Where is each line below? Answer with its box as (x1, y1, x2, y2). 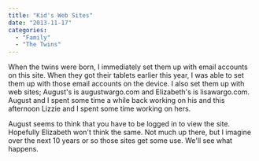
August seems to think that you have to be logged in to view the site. (8, 119, 231, 129)
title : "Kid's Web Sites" (8, 11, 93, 20)
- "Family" (15, 33, 51, 42)
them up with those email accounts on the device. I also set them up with (8, 79, 245, 89)
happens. (8, 145, 39, 154)
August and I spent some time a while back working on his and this (8, 96, 225, 105)
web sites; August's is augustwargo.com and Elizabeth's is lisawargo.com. (8, 87, 250, 97)
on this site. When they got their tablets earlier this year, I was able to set (8, 71, 244, 80)
